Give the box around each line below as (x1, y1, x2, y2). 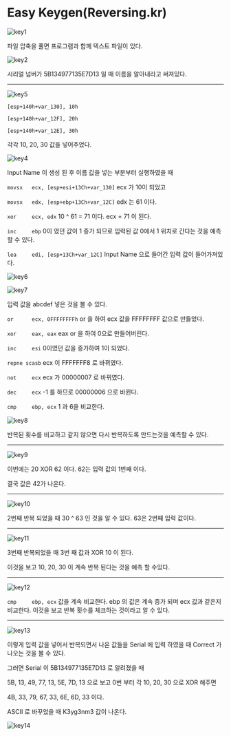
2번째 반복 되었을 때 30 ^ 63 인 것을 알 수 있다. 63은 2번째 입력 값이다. (7, 514, 197, 522)
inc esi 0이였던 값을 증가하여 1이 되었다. (7, 344, 130, 352)
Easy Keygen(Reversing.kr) (7, 5, 167, 21)
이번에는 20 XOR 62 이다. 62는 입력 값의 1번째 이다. (7, 465, 146, 473)
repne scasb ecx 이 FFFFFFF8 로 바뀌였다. (7, 358, 124, 366)
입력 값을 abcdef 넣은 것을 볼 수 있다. (7, 299, 108, 308)
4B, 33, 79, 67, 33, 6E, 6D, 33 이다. (7, 693, 104, 701)
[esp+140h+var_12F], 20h (7, 115, 78, 122)
